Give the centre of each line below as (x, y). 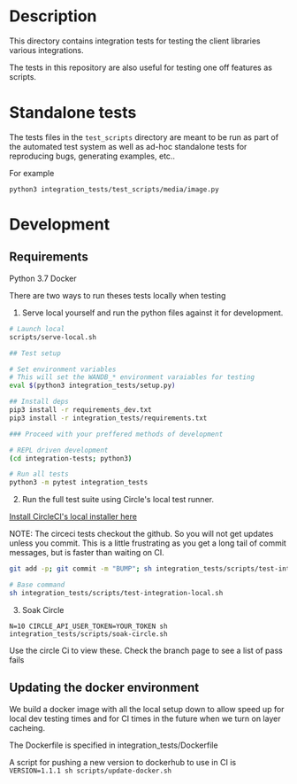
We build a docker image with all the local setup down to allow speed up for (147, 709)
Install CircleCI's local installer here (73, 516)
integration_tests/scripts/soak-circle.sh (88, 634)
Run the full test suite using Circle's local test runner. (118, 500)
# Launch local (37, 329)
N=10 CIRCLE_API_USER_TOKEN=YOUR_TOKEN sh (88, 626)
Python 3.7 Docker (43, 278)
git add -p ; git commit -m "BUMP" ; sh (80, 569)
